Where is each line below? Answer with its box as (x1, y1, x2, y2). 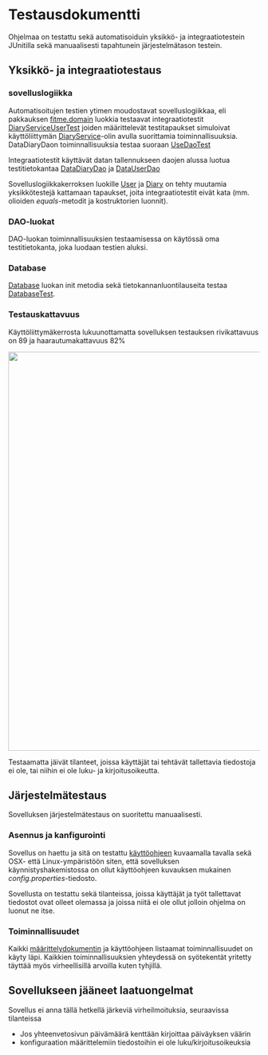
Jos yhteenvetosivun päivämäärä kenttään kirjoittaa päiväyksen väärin (19, 1029, 251, 1038)
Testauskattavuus (8, 309, 80, 320)
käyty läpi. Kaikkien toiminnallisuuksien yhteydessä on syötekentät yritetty (8, 952, 252, 962)
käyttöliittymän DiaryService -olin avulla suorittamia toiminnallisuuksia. (8, 131, 238, 140)
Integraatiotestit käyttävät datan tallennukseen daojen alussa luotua (8, 155, 231, 164)
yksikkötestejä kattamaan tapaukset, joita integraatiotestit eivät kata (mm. (8, 188, 250, 197)
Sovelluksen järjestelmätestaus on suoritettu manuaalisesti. (8, 810, 203, 820)
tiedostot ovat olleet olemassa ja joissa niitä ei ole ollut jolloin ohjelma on (8, 897, 246, 907)
